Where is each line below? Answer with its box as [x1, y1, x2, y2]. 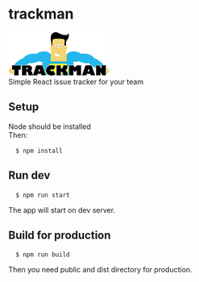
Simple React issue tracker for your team [8, 77, 143, 86]
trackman [8, 5, 74, 23]
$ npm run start [15, 191, 70, 199]
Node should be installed [8, 122, 91, 131]
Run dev [8, 168, 51, 182]
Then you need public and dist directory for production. [8, 265, 193, 275]
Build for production [8, 228, 111, 242]
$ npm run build [15, 251, 70, 259]
